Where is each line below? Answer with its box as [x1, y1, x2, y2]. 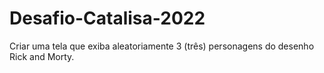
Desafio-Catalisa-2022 [9, 7, 206, 30]
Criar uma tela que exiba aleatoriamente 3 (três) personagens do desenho [9, 40, 315, 52]
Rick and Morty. [9, 50, 75, 62]
